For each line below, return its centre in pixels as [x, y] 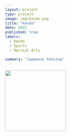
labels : [13, 37]
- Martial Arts [25, 50]
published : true [21, 32]
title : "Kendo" [20, 23]
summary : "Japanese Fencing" [35, 59]
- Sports [18, 46]
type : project [19, 14]
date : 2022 [16, 28]
